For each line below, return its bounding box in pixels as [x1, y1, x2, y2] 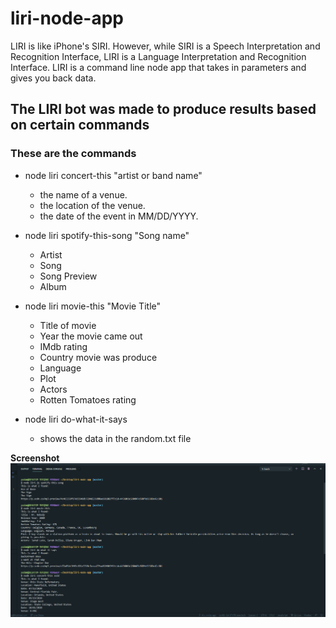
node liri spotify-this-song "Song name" [24, 229, 190, 241]
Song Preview [39, 270, 98, 282]
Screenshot [10, 452, 60, 464]
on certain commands [10, 117, 150, 134]
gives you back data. [10, 72, 97, 84]
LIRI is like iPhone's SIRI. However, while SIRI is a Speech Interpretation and [10, 40, 321, 52]
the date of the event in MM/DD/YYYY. [39, 210, 199, 222]
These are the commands [10, 147, 137, 161]
